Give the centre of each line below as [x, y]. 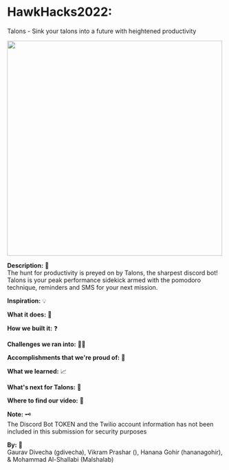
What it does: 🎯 [30, 314]
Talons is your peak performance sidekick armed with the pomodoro [104, 280]
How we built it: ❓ [32, 328]
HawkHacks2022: [59, 12]
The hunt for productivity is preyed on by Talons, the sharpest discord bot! [112, 273]
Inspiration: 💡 [27, 301]
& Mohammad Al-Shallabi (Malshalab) [61, 459]
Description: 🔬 [28, 265]
